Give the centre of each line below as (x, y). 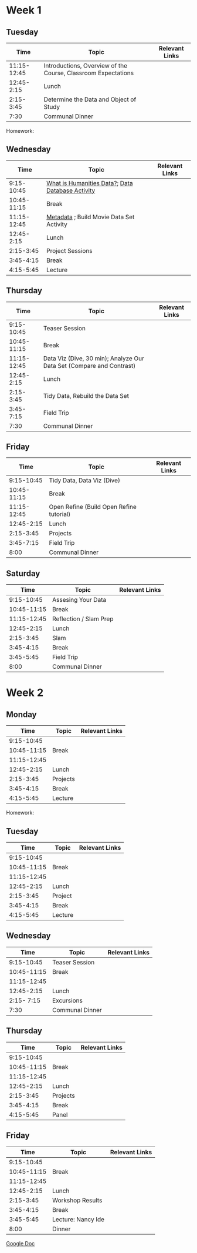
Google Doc (21, 1243)
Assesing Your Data (79, 600)
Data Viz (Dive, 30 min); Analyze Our (94, 358)
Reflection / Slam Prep (83, 619)
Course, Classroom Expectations (89, 73)
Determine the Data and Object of (90, 99)
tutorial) (60, 514)
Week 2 (25, 693)
